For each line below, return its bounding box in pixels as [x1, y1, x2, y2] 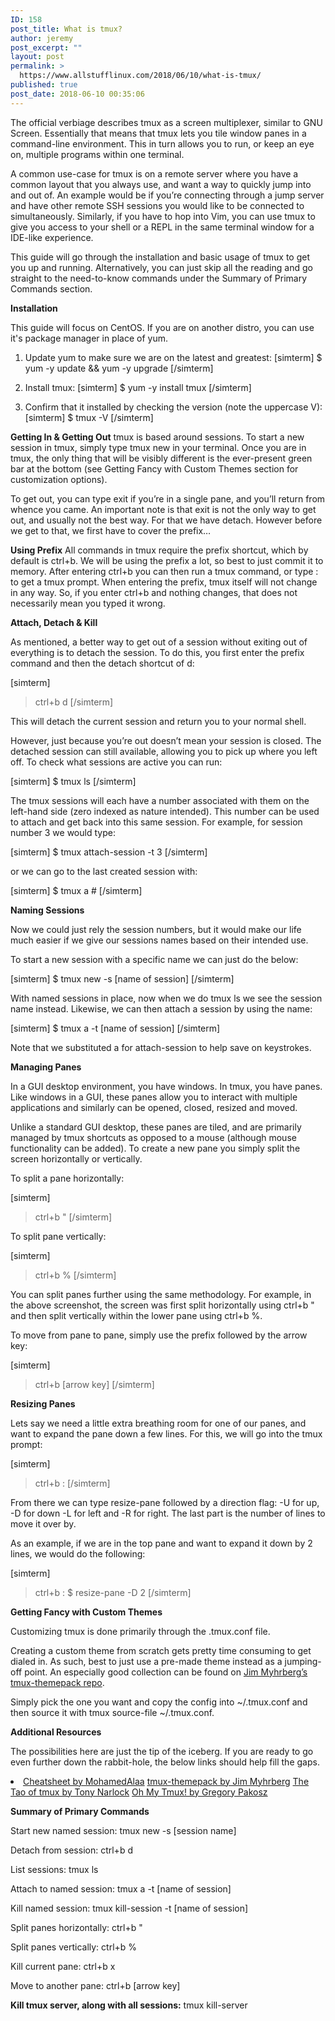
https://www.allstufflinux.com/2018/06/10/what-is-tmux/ [19, 71, 262, 81]
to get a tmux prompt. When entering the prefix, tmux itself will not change [10, 576, 318, 588]
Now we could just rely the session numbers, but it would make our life [10, 923, 302, 935]
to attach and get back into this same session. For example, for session [10, 816, 303, 828]
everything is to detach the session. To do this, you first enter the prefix [10, 646, 305, 658]
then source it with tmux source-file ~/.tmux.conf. [10, 1706, 215, 1718]
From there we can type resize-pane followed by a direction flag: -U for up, [10, 1496, 320, 1508]
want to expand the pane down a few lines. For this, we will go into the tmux [10, 1427, 323, 1440]
